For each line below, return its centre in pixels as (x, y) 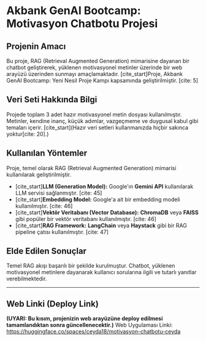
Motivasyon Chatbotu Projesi (82, 24)
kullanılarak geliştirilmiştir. (39, 174)
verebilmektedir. (27, 279)
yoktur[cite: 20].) (28, 134)
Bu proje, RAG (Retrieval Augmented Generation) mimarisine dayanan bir (98, 61)
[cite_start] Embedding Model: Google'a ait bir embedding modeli (97, 199)
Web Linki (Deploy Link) (53, 304)
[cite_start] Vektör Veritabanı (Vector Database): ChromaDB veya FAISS (107, 212)
